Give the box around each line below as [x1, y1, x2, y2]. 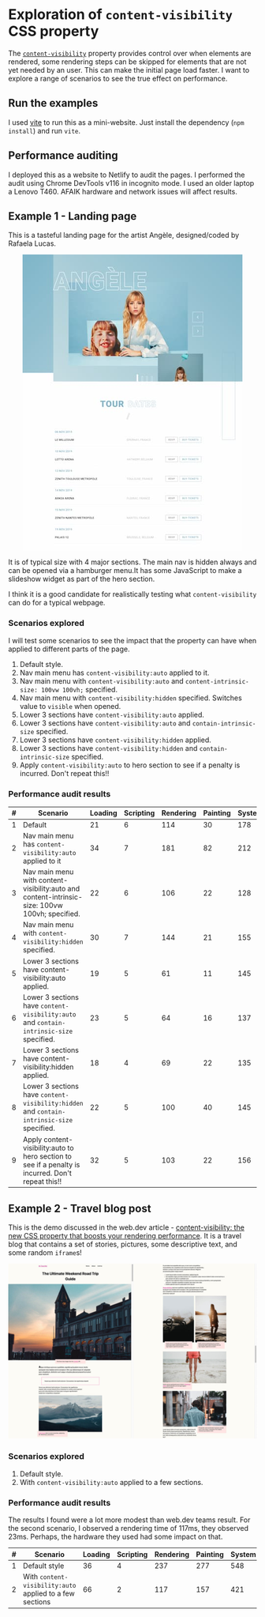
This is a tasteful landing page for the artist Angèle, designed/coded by [8, 231, 240, 240]
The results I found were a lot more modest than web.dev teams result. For [8, 1515, 251, 1525]
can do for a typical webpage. [8, 598, 106, 608]
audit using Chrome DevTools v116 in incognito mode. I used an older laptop [8, 178, 255, 187]
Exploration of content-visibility [8, 6, 233, 24]
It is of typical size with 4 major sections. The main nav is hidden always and [8, 557, 257, 567]
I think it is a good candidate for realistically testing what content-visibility [8, 590, 257, 599]
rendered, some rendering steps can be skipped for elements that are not [8, 57, 247, 66]
